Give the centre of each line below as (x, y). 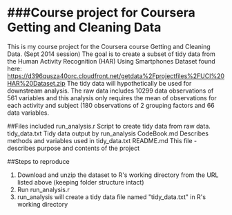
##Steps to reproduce (39, 161)
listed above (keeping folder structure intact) (80, 182)
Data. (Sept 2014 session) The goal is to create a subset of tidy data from (112, 54)
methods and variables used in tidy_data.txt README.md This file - (102, 140)
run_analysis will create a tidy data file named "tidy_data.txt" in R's (111, 197)
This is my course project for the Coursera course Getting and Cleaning (109, 46)
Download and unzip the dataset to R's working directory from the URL (118, 175)
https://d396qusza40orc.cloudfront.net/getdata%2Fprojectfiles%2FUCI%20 (116, 76)
